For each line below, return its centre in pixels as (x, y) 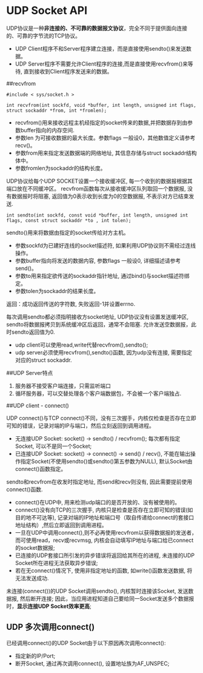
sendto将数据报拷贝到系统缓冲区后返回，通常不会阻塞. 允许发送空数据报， (99, 324)
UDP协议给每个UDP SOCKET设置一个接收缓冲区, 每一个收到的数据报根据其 (99, 181)
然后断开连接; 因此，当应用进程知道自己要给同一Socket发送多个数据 (104, 598)
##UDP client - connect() (38, 405)
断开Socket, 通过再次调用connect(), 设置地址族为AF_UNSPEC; (92, 663)
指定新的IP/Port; (35, 655)
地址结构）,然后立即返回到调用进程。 (61, 525)
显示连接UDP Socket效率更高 (54, 606)
